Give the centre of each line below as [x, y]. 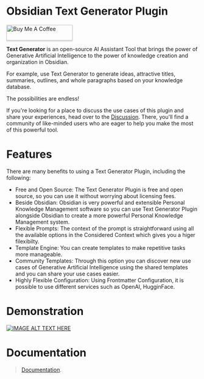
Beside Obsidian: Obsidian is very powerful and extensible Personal [100, 202]
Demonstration [45, 311]
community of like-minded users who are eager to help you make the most [100, 123]
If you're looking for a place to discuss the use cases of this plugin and [95, 110]
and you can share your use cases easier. [67, 274]
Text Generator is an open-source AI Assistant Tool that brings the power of [102, 49]
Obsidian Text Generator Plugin [87, 11]
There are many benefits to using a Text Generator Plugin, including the [96, 171]
